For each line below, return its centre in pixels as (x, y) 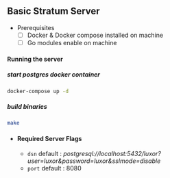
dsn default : (44, 154)
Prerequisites (36, 27)
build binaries (27, 106)
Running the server (35, 59)
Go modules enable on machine (72, 42)
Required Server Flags (49, 138)
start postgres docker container (54, 75)
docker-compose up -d (38, 91)
